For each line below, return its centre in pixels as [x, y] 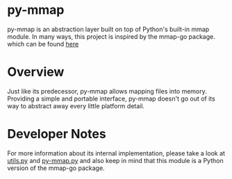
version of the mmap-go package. [56, 168]
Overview [36, 72]
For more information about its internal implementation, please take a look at [116, 153]
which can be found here [43, 44]
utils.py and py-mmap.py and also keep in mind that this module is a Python [115, 160]
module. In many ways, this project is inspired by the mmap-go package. [111, 36]
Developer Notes [57, 134]
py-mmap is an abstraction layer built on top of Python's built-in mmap [108, 29]
